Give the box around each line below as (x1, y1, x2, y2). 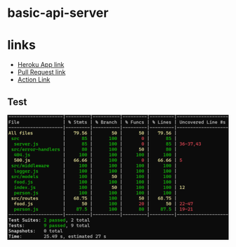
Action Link (17, 75, 51, 84)
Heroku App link (17, 61, 65, 69)
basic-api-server (7, 5, 109, 21)
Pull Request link (17, 68, 66, 77)
